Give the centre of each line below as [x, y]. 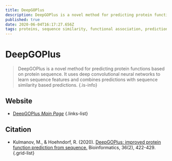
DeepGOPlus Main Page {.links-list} [50, 113]
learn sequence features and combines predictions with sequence [88, 79]
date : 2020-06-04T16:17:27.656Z [40, 24]
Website [19, 101]
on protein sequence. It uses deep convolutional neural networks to [89, 74]
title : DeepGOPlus [25, 10]
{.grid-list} [24, 153]
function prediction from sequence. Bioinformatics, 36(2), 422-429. [84, 147]
